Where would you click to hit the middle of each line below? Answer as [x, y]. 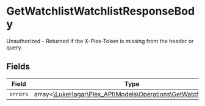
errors [19, 94]
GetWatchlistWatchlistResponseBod [101, 11]
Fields [18, 67]
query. [14, 48]
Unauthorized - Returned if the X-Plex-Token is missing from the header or [100, 41]
